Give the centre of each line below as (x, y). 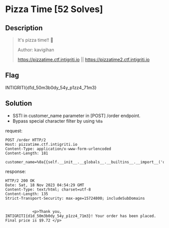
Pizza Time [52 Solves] (54, 9)
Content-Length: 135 (27, 194)
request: (14, 131)
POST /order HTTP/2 (26, 140)
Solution (19, 104)
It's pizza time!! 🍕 (35, 40)
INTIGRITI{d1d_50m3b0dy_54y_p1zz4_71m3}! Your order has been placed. (81, 216)
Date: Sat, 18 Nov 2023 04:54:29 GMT (45, 185)
